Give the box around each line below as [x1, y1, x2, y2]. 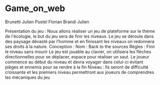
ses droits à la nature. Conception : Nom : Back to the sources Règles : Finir [5, 43, 156, 49]
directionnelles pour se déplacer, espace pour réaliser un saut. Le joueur [5, 54, 150, 59]
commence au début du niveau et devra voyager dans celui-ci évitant [5, 59, 144, 65]
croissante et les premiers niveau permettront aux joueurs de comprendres [5, 69, 155, 75]
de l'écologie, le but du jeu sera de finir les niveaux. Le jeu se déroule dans [5, 33, 154, 39]
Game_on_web [5, 3, 65, 14]
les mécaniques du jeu [5, 74, 50, 80]
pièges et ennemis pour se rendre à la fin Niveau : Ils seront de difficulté [5, 64, 149, 70]
